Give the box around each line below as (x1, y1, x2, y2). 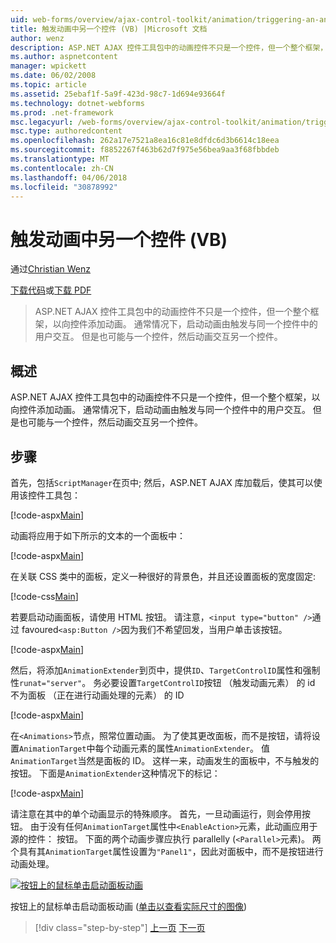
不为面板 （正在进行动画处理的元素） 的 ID (10, 689, 185, 701)
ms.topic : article (10, 80, 87, 90)
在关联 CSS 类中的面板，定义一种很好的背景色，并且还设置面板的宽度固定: (10, 570, 317, 582)
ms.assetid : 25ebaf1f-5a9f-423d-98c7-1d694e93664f (10, 89, 226, 99)
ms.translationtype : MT (10, 154, 110, 164)
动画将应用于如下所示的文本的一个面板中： (10, 529, 186, 541)
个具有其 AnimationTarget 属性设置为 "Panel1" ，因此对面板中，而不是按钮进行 (10, 845, 324, 857)
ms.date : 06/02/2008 (10, 71, 97, 81)
